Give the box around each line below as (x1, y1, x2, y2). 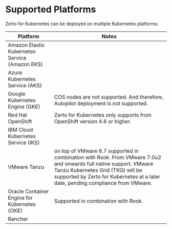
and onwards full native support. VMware (54, 160, 154, 167)
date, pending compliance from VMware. (54, 179, 153, 186)
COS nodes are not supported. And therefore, (54, 93, 164, 101)
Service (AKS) (8, 82, 42, 89)
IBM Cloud (8, 126, 33, 133)
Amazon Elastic (8, 41, 45, 48)
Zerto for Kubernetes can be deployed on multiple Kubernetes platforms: (5, 21, 159, 27)
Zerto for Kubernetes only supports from (54, 111, 152, 119)
